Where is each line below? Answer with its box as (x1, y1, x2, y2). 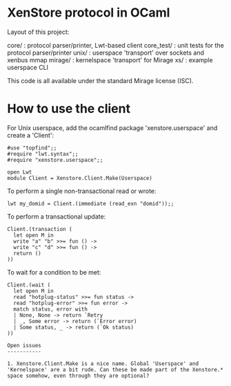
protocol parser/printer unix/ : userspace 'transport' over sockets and (7, 48, 205, 57)
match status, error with (13, 306, 88, 313)
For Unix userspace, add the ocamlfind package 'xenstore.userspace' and (7, 123, 218, 132)
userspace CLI (7, 63, 49, 71)
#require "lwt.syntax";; (7, 150, 79, 157)
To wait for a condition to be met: (7, 268, 101, 276)
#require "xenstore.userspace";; (7, 156, 103, 163)
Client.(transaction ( (7, 226, 72, 232)
